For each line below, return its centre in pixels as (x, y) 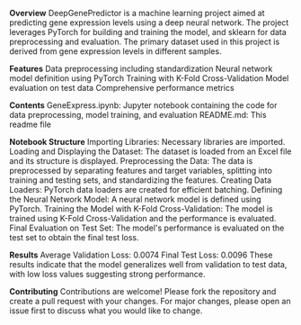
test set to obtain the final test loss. (74, 237)
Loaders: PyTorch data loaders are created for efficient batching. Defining (146, 190)
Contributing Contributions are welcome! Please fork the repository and (143, 291)
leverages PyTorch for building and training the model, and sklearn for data (148, 32)
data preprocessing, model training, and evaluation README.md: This (138, 115)
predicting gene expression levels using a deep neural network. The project (149, 23)
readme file (31, 124)
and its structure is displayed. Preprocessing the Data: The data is (131, 161)
